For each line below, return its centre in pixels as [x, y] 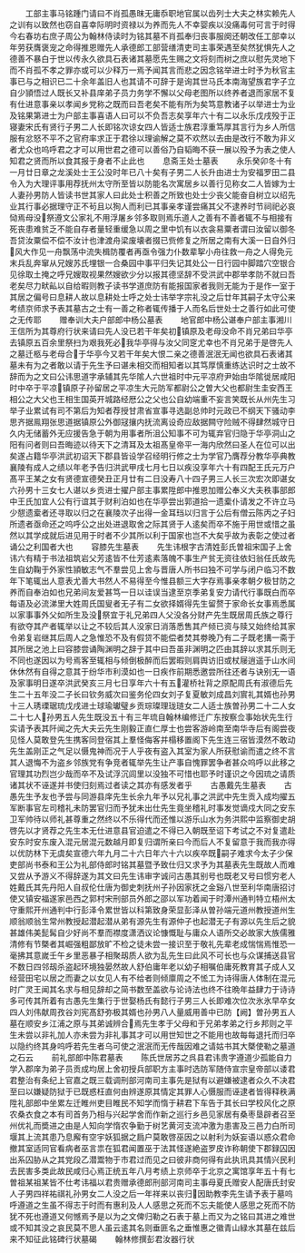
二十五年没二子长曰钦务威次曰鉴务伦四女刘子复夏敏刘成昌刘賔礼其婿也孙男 [156, 694]
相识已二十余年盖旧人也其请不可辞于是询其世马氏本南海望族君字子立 [168, 81]
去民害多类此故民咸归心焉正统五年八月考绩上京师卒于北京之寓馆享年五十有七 [152, 1171]
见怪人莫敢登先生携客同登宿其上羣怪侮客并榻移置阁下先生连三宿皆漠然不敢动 [152, 740]
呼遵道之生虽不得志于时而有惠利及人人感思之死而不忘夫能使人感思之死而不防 [152, 1205]
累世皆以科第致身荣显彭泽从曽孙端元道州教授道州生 [200, 910]
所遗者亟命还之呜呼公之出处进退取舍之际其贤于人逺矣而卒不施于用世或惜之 [148, 524]
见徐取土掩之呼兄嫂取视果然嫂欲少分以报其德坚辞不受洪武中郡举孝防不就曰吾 [152, 274]
